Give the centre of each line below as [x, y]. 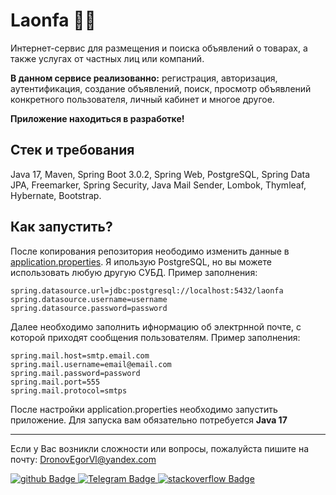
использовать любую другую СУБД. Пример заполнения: [134, 272]
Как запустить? [61, 227]
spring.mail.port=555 [55, 382]
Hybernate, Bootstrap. [56, 195]
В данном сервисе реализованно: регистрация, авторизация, [144, 78]
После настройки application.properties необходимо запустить [144, 409]
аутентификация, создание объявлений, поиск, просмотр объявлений [161, 88]
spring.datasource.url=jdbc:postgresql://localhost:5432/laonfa [147, 290]
